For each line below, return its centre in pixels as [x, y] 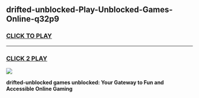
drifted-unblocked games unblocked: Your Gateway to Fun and [85, 82]
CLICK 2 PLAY [27, 58]
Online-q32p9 [33, 19]
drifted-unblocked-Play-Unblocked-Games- [89, 10]
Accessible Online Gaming [39, 88]
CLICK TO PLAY [29, 36]
